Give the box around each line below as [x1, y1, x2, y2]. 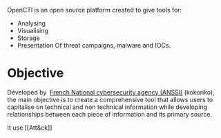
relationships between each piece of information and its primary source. [7, 110, 213, 118]
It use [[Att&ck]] [7, 124, 52, 132]
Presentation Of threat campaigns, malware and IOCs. [17, 41, 171, 49]
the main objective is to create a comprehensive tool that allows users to [7, 95, 213, 103]
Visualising [17, 27, 48, 34]
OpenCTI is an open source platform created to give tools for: [7, 6, 182, 14]
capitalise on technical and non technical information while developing [7, 103, 208, 111]
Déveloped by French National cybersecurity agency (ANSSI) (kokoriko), [7, 88, 215, 96]
